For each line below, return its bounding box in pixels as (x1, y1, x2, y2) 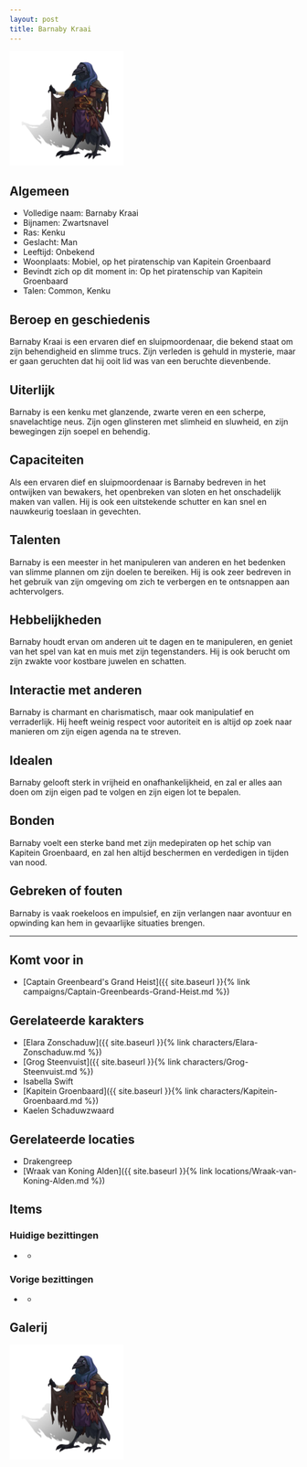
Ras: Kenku (22, 227, 66, 238)
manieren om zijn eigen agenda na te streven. (9, 726, 182, 737)
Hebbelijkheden (9, 612, 102, 627)
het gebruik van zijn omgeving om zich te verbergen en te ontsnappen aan (9, 576, 291, 587)
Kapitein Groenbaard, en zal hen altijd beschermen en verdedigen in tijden (9, 847, 290, 858)
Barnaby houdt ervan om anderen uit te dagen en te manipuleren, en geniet (9, 637, 293, 648)
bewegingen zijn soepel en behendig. (9, 425, 151, 436)
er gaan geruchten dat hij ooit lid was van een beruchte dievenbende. (9, 356, 271, 367)
